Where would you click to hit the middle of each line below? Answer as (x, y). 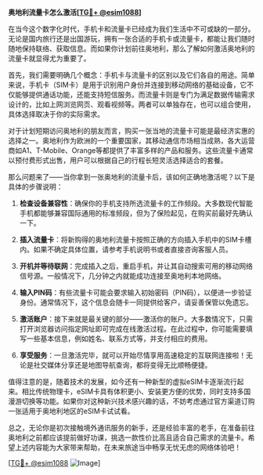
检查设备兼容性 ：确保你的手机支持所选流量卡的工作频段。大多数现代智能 (136, 203)
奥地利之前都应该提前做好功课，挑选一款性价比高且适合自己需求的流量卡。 (128, 437)
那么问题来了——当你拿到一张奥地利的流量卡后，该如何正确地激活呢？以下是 (131, 177)
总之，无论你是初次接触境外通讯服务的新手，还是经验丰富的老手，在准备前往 (131, 428)
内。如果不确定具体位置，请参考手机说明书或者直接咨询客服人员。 (126, 249)
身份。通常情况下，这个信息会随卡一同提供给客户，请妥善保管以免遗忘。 (136, 302)
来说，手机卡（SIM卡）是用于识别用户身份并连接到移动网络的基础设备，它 (128, 85)
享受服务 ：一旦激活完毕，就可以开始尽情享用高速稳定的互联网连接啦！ (133, 355)
